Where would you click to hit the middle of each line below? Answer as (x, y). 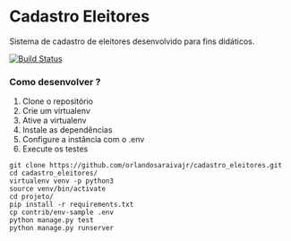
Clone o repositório (58, 101)
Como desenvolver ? (55, 82)
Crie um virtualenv (56, 111)
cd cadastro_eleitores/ (54, 173)
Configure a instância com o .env (83, 140)
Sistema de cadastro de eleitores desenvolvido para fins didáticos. (132, 41)
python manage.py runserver (62, 228)
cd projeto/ (31, 197)
